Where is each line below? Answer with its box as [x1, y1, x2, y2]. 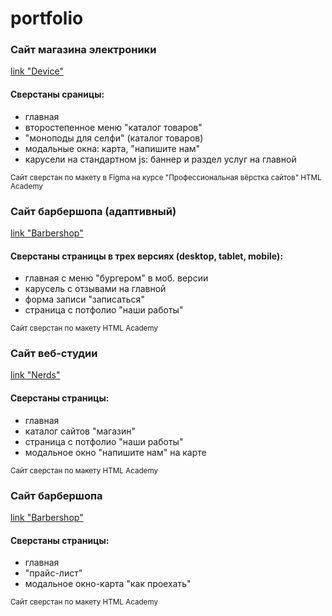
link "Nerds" [10, 369, 61, 381]
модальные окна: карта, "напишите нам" [24, 142, 201, 154]
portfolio [10, 7, 84, 30]
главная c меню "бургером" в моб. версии [24, 272, 209, 284]
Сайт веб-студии [10, 347, 98, 361]
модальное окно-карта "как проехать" [24, 578, 192, 590]
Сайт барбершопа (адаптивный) [10, 204, 177, 218]
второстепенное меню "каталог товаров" [24, 121, 203, 133]
